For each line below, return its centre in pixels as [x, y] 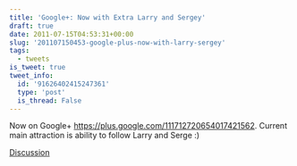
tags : [19, 51]
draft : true [31, 26]
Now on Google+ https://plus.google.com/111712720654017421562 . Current [148, 126]
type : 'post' [42, 92]
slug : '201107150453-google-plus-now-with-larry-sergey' [118, 42]
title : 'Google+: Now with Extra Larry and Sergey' [107, 17]
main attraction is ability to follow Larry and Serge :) [104, 136]
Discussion [30, 153]
